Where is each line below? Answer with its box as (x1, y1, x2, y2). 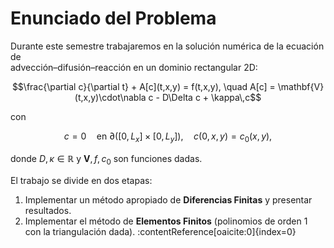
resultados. (24, 204, 72, 216)
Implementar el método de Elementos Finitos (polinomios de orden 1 (24, 215, 308, 227)
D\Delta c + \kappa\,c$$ (161, 91, 262, 103)
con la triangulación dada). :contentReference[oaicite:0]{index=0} (24, 225, 297, 237)
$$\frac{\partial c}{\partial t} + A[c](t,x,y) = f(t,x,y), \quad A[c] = (11, 80, 276, 92)
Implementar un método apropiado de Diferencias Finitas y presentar (24, 193, 313, 206)
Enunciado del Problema (10, 7, 217, 30)
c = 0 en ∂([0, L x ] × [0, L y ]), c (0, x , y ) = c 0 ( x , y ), (63, 130, 273, 144)
